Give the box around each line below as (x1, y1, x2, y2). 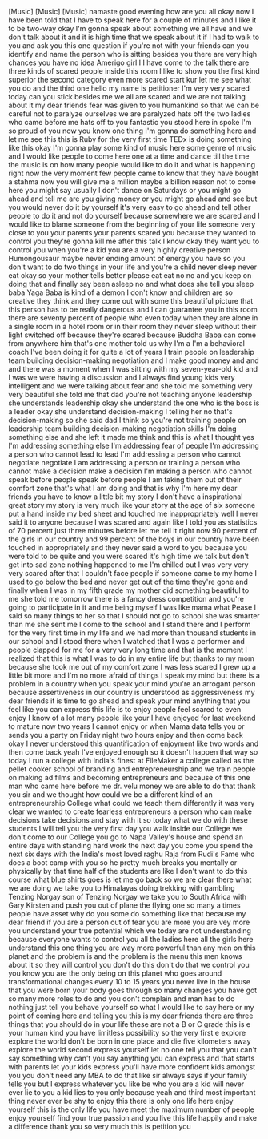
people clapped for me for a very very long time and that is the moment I (8, 645, 248, 654)
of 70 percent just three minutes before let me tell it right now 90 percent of (8, 526, 258, 535)
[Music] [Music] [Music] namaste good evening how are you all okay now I (8, 7, 254, 16)
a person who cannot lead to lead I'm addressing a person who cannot (8, 449, 242, 459)
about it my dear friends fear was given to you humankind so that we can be (8, 100, 260, 110)
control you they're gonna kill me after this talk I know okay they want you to (8, 236, 260, 246)
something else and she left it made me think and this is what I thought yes (8, 433, 254, 441)
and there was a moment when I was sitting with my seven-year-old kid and (8, 364, 258, 373)
